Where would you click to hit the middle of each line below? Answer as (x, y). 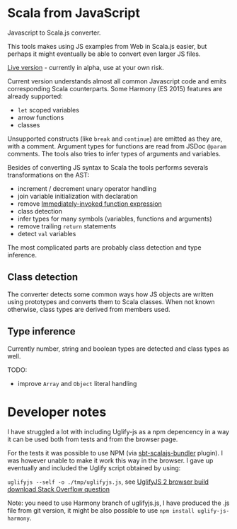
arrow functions (41, 117)
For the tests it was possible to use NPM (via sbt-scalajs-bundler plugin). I (115, 453)
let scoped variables (48, 110)
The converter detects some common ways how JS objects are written (110, 294)
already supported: (35, 96)
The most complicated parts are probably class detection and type (104, 247)
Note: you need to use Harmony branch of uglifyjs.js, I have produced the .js (118, 503)
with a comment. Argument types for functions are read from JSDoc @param (117, 146)
